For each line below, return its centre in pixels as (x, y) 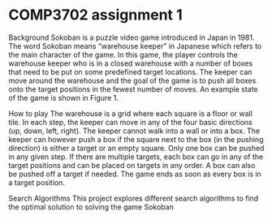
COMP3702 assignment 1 (95, 15)
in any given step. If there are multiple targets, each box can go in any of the (136, 157)
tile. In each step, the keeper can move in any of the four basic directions (131, 122)
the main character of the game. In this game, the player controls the (123, 54)
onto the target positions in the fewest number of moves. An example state (133, 89)
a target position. (37, 182)
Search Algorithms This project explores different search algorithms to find (134, 198)
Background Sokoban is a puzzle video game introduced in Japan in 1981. (132, 37)
